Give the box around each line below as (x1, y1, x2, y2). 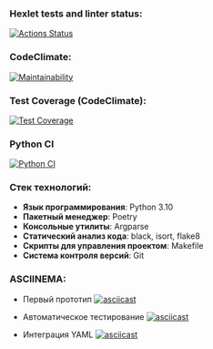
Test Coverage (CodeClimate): (9, 94, 147, 107)
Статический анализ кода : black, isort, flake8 (22, 231, 200, 241)
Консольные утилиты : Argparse (22, 221, 149, 232)
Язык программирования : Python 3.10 (22, 201, 174, 212)
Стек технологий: (9, 181, 92, 194)
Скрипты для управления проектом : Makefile (22, 241, 204, 251)
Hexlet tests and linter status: (9, 7, 143, 20)
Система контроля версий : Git (22, 250, 145, 262)
